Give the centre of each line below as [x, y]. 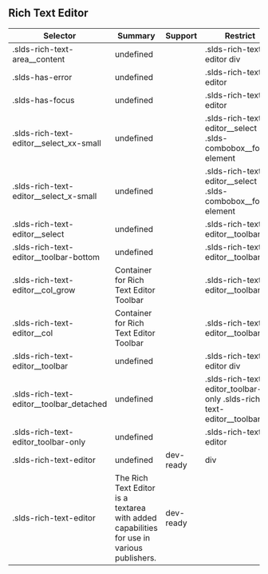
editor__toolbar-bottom [56, 257]
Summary [136, 35]
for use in [132, 537]
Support [181, 35]
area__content [39, 59]
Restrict [240, 35]
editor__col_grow [44, 289]
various [129, 548]
